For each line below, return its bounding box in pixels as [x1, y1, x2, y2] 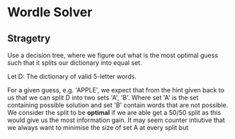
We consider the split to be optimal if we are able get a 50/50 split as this [7, 109, 222, 116]
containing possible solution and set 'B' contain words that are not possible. [7, 101, 229, 109]
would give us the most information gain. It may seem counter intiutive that [7, 116, 225, 124]
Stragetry [7, 32, 51, 44]
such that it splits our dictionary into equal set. [7, 59, 142, 67]
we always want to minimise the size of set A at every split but [7, 123, 189, 131]
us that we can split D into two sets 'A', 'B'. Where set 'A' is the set [7, 93, 199, 102]
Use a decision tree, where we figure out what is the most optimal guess [7, 51, 218, 59]
